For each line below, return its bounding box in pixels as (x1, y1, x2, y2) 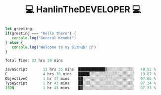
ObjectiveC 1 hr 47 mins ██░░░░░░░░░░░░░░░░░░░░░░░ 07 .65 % (5, 76, 156, 81)
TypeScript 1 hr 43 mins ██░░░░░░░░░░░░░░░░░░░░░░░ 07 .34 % (5, 81, 156, 86)
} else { (5, 40, 23, 45)
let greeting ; (5, 27, 35, 32)
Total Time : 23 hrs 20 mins (5, 58, 63, 63)
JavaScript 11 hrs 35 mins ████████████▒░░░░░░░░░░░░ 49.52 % (5, 67, 156, 72)
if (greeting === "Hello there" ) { (5, 31, 77, 36)
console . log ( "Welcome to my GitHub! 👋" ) (11, 45, 97, 50)
